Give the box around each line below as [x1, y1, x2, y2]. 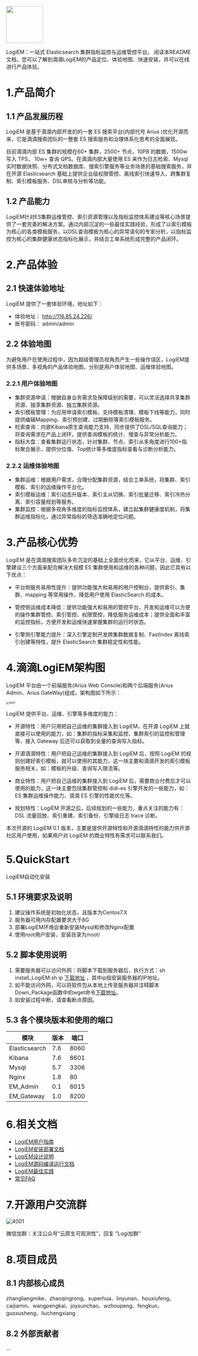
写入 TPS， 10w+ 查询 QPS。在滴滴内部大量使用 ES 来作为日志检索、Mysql [6, 156, 189, 162]
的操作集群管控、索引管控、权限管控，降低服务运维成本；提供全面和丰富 [14, 611, 190, 618]
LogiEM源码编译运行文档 [14, 1160, 75, 1167]
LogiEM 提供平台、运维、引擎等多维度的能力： [6, 710, 119, 717]
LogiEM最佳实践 [14, 1168, 54, 1175]
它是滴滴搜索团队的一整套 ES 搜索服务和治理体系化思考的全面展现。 [16, 136, 181, 142]
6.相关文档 [6, 1118, 58, 1131]
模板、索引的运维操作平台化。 [14, 484, 87, 491]
